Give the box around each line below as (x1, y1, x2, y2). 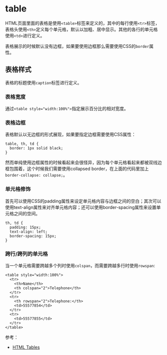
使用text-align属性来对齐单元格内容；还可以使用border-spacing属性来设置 (5, 204, 157, 210)
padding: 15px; (9, 225, 41, 230)
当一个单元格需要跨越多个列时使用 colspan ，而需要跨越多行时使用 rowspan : (5, 262, 156, 268)
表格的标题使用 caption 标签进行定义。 (5, 79, 82, 85)
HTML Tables (12, 344, 40, 350)
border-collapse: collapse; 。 (5, 172, 68, 178)
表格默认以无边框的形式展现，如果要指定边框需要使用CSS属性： (5, 132, 136, 138)
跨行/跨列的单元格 (5, 250, 48, 257)
